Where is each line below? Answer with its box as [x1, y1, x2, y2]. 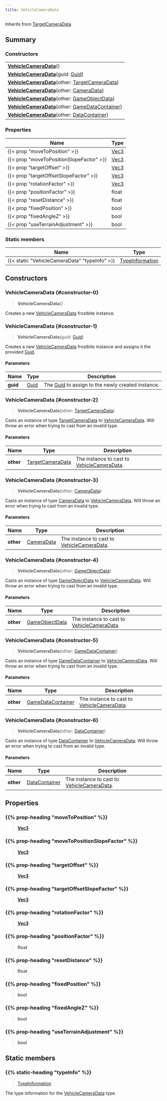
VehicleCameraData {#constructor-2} [5, 397, 98, 404]
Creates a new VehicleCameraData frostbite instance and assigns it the [5, 343, 151, 350]
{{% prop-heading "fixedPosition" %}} [5, 980, 101, 987]
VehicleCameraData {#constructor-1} [5, 323, 98, 330]
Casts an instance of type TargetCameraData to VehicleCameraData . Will [5, 418, 155, 424]
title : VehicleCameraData [5, 7, 59, 12]
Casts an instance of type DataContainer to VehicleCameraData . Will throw [5, 738, 158, 744]
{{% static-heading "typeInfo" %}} [5, 1069, 92, 1076]
